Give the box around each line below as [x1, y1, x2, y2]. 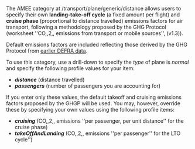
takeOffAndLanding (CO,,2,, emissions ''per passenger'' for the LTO [14, 130, 181, 137]
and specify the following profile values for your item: [6, 65, 135, 72]
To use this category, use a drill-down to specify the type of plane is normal [6, 58, 189, 65]
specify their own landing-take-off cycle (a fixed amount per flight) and [6, 11, 180, 18]
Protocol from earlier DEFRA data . [6, 47, 88, 54]
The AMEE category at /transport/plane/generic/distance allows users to [6, 5, 182, 12]
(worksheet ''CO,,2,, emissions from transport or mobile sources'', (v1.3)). [6, 30, 183, 37]
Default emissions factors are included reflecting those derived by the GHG [6, 41, 187, 48]
